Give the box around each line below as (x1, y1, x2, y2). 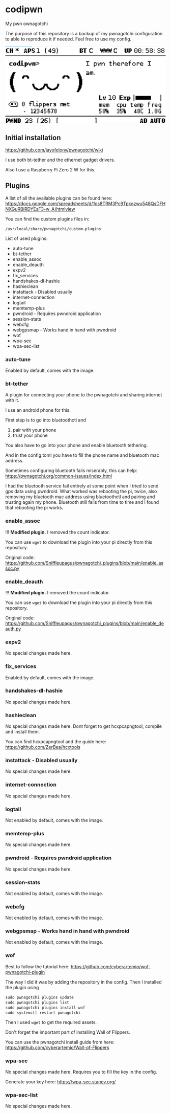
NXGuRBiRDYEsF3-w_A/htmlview (5, 206, 75, 212)
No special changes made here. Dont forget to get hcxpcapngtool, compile (5, 723, 162, 729)
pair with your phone (12, 427, 56, 433)
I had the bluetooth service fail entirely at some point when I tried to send (5, 483, 159, 489)
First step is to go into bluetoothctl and (5, 417, 87, 423)
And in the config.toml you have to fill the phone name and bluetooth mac (5, 452, 159, 458)
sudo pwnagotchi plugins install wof (5, 1005, 85, 1010)
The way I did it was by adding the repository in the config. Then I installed (5, 978, 162, 985)
